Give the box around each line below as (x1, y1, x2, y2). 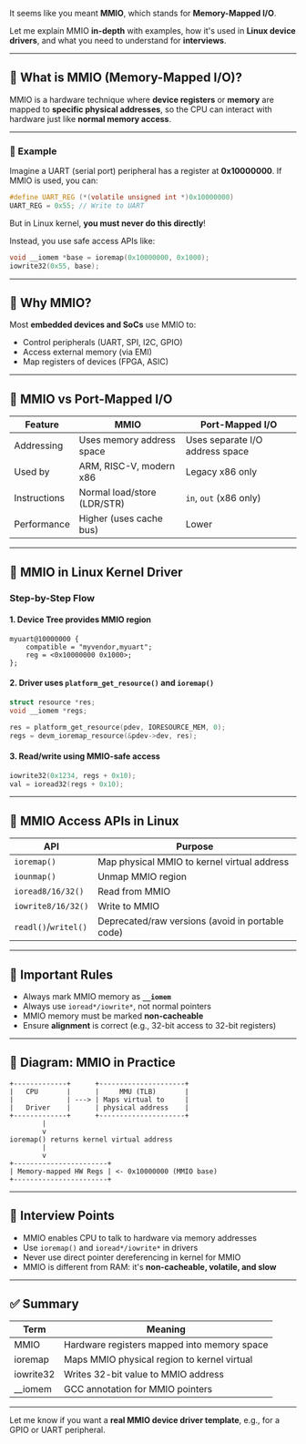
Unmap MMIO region (97, 870, 187, 883)
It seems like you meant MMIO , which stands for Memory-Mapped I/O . (9, 8, 277, 18)
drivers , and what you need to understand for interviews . (9, 36, 227, 46)
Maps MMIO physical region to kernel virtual (63, 1353, 253, 1366)
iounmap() (14, 872, 56, 882)
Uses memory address (78, 434, 176, 446)
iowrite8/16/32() (14, 901, 89, 912)
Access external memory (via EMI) (22, 346, 153, 358)
